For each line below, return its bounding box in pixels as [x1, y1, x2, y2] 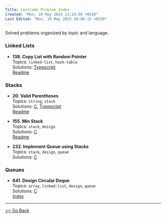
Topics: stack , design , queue [12, 149, 69, 155]
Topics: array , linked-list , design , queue [12, 183, 96, 189]
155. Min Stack [12, 118, 43, 124]
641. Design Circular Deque [12, 177, 70, 183]
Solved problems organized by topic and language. [5, 30, 109, 36]
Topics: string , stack [12, 98, 56, 104]
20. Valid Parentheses [12, 92, 59, 99]
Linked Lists [5, 43, 35, 49]
